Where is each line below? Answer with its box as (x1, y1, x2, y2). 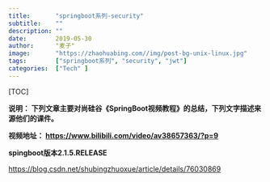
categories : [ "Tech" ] (8, 65, 89, 73)
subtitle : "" (8, 19, 63, 28)
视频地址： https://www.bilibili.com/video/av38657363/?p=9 (8, 130, 219, 140)
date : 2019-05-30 (8, 34, 92, 43)
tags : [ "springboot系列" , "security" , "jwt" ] (8, 57, 188, 66)
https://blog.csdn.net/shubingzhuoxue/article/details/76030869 (8, 163, 221, 174)
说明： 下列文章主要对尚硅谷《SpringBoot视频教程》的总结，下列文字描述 (8, 103, 255, 113)
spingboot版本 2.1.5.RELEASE (8, 147, 108, 158)
